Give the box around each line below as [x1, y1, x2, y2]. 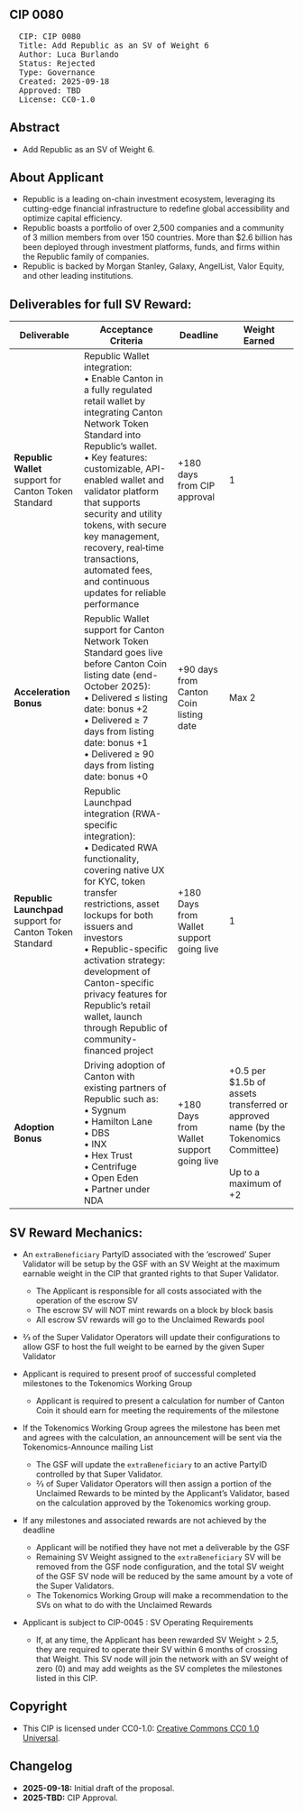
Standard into [84, 428, 142, 441]
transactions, [84, 553, 140, 566]
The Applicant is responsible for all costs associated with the [35, 1285, 262, 1297]
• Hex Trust [84, 1149, 133, 1162]
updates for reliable [84, 586, 167, 599]
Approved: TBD [18, 85, 81, 96]
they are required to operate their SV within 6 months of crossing [35, 1644, 278, 1655]
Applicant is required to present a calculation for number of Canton [35, 1395, 286, 1406]
